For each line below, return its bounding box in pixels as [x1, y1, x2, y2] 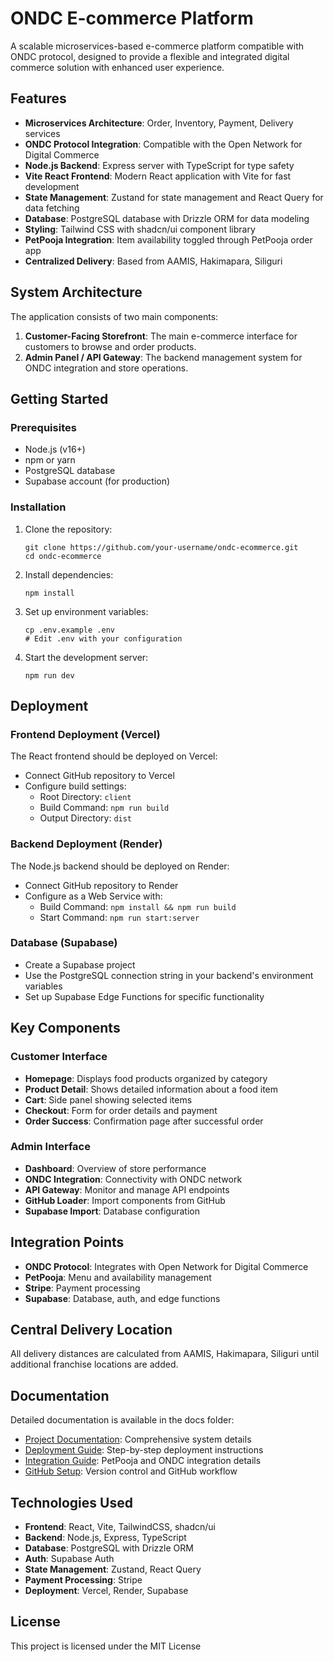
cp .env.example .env [24, 625, 115, 635]
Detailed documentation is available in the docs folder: [10, 1414, 235, 1426]
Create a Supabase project [24, 958, 136, 971]
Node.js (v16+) [24, 443, 86, 456]
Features [10, 90, 67, 107]
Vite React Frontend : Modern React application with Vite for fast [24, 170, 292, 182]
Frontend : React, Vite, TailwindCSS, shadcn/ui [24, 1521, 216, 1533]
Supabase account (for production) [24, 475, 171, 487]
